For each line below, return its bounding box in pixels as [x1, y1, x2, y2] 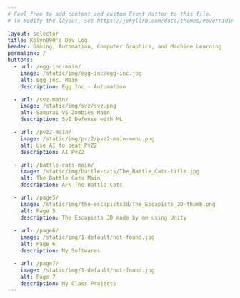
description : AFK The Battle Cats [20, 181, 123, 189]
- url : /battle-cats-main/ [14, 161, 94, 168]
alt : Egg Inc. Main [20, 76, 79, 83]
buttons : [7, 56, 34, 64]
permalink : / [7, 50, 46, 57]
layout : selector [7, 30, 59, 37]
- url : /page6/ [14, 227, 59, 235]
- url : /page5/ [14, 194, 59, 201]
